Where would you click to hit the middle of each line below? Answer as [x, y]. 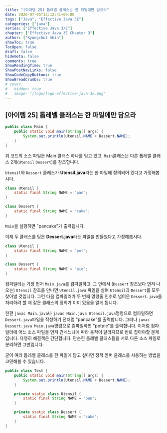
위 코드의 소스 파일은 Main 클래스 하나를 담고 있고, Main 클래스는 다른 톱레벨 [78, 155]
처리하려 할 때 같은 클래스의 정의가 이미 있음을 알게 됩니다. [62, 302]
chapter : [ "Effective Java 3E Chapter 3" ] [50, 33]
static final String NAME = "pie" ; [51, 269]
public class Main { [27, 127]
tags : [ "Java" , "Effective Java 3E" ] [44, 19]
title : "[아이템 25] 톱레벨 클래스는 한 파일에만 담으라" [57, 10]
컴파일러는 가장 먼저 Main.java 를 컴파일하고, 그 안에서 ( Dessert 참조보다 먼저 [80, 284]
